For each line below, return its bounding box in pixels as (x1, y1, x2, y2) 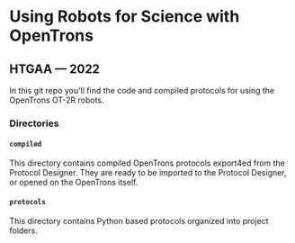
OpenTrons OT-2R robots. (9, 94, 105, 105)
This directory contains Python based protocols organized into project (9, 216, 269, 227)
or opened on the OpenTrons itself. (9, 177, 139, 188)
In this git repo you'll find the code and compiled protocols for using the (9, 85, 275, 95)
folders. (9, 225, 38, 236)
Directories (9, 117, 59, 130)
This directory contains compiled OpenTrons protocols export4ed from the (9, 157, 286, 168)
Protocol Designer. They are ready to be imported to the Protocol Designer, (9, 167, 287, 178)
